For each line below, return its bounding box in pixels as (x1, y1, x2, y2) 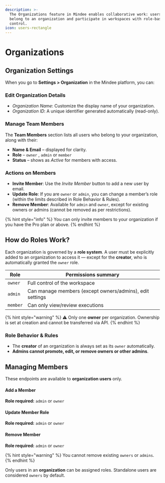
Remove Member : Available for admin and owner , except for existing (12, 202, 149, 208)
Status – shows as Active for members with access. (12, 157, 117, 163)
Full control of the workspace (27, 279, 95, 286)
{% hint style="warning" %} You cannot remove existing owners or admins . (5, 452, 155, 458)
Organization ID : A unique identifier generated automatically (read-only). (12, 108, 160, 114)
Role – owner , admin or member (12, 151, 72, 158)
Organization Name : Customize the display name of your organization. (12, 103, 155, 109)
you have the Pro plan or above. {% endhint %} (5, 222, 101, 227)
